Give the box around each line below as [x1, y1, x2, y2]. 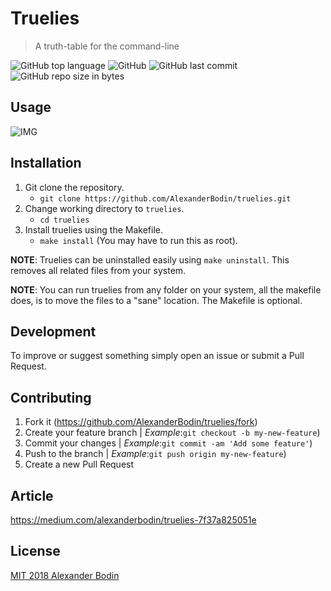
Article [10, 487, 54, 504]
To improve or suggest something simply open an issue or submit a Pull [10, 350, 305, 362]
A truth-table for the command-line [34, 40, 180, 52]
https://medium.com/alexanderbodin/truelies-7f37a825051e [10, 514, 257, 526]
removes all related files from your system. [10, 264, 187, 276]
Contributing [10, 389, 92, 406]
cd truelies [39, 215, 90, 225]
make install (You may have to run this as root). [39, 234, 238, 246]
